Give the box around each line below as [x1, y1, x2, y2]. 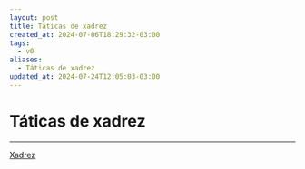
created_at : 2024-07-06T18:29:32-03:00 [9, 30, 161, 39]
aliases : [9, 55, 43, 64]
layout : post [9, 13, 59, 23]
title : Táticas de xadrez [9, 22, 107, 31]
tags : [9, 38, 30, 48]
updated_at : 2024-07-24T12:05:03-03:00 [9, 72, 161, 81]
